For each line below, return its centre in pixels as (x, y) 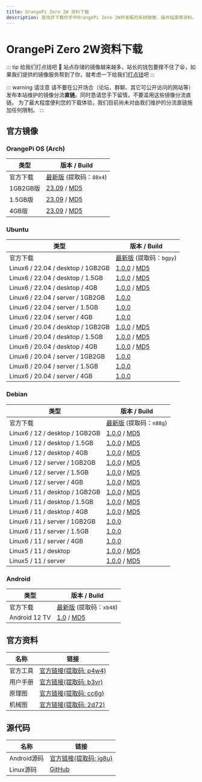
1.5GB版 (21, 200)
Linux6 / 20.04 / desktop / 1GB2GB (60, 327)
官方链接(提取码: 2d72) (72, 705)
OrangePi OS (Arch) (36, 149)
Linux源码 (23, 769)
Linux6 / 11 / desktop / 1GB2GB (55, 492)
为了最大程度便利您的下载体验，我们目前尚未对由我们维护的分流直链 (103, 103)
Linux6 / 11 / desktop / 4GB (49, 511)
